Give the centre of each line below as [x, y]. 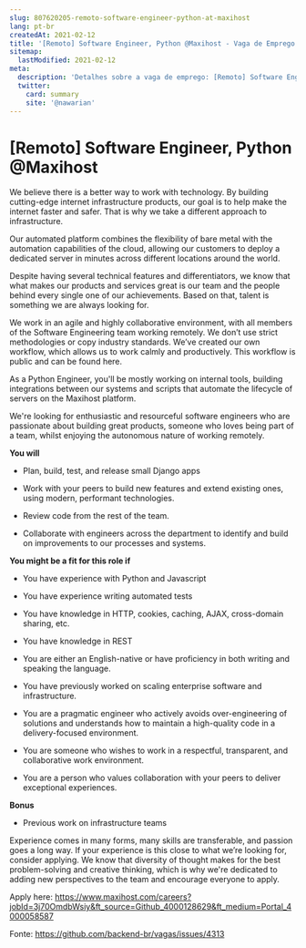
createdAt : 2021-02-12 [52, 35]
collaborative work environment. [83, 760]
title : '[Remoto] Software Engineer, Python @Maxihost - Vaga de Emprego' [154, 43]
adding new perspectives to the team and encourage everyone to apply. [145, 880]
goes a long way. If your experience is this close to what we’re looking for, [148, 850]
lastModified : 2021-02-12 [67, 60]
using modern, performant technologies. [98, 499]
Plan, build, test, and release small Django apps [112, 471]
